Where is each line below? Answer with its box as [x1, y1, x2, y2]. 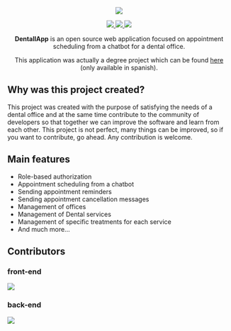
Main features [7, 153, 71, 166]
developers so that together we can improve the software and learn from [7, 118, 220, 126]
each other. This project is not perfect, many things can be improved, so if [7, 125, 224, 134]
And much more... [17, 225, 70, 233]
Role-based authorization [17, 172, 92, 181]
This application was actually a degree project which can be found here [14, 56, 224, 64]
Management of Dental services [17, 210, 112, 218]
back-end [7, 300, 42, 310]
